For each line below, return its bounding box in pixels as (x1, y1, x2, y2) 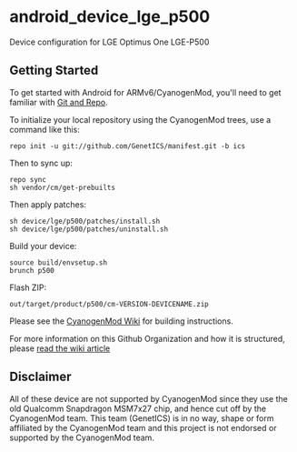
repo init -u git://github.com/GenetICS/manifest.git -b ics (9, 141, 246, 151)
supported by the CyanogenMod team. (9, 432, 154, 443)
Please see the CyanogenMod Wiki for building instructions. (9, 316, 233, 326)
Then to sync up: (9, 157, 73, 168)
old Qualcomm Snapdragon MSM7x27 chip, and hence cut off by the (9, 403, 266, 414)
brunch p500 (9, 266, 54, 275)
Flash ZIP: (9, 282, 47, 293)
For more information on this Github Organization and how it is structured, (9, 333, 286, 344)
